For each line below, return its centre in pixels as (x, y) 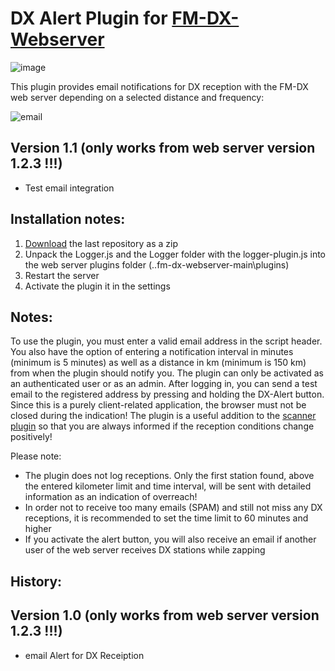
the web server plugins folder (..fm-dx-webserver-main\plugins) (157, 264)
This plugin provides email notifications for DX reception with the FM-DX (159, 86)
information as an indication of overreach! (111, 497)
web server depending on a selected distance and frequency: (137, 97)
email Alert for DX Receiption (84, 655)
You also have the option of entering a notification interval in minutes (152, 352)
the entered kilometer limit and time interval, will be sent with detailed (168, 486)
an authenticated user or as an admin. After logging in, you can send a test (164, 384)
